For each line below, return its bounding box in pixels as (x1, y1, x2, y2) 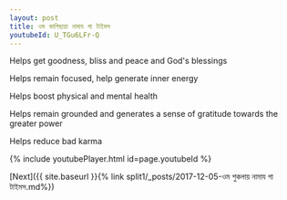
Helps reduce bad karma (9, 136, 103, 147)
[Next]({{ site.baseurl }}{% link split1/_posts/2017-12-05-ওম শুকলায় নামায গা (9, 171, 273, 183)
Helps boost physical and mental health (9, 90, 158, 101)
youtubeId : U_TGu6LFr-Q (9, 30, 100, 39)
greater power (9, 118, 63, 129)
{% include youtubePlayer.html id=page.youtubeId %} (9, 153, 212, 164)
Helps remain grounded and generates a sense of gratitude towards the (9, 109, 279, 120)
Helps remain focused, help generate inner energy (9, 73, 199, 84)
